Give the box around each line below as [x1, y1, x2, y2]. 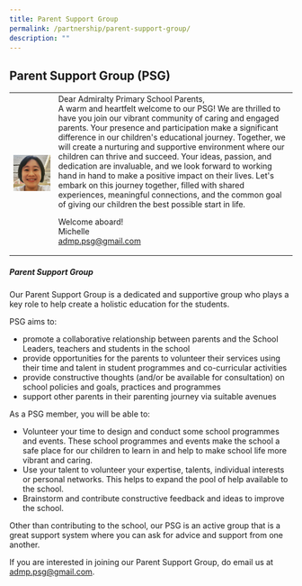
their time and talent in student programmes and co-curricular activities [22, 362, 288, 373]
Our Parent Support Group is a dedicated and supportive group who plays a [9, 289, 289, 300]
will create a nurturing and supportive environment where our [58, 141, 285, 152]
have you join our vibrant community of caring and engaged [58, 113, 280, 124]
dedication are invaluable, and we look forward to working [58, 160, 272, 171]
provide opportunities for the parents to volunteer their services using [22, 353, 281, 364]
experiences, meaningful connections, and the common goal [58, 189, 282, 200]
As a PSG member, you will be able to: [9, 408, 151, 419]
